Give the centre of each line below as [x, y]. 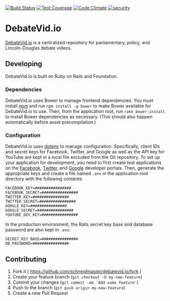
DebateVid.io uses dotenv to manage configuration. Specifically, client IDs [83, 146]
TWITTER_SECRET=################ [41, 202]
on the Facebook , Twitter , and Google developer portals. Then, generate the [85, 168]
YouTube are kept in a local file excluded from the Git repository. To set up [83, 157]
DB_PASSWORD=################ [37, 244]
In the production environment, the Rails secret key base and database [79, 225]
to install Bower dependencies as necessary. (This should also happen [79, 117]
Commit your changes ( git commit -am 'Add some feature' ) [75, 282]
